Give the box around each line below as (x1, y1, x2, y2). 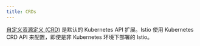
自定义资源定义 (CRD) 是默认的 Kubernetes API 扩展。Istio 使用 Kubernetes (6, 26, 194, 33)
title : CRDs (6, 8, 36, 15)
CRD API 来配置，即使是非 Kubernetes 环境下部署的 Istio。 (6, 33, 153, 41)
